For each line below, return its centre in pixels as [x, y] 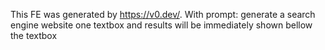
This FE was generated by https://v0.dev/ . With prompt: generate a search [163, 14]
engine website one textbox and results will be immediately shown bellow [161, 25]
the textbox [34, 35]
